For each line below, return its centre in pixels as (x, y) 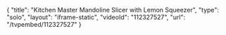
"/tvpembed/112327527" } (44, 24)
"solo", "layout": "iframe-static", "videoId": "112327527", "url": (96, 17)
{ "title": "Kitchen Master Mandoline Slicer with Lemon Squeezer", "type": (113, 10)
